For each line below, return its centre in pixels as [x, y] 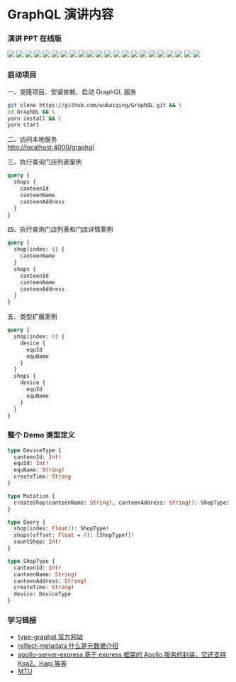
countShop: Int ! [38, 542]
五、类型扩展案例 [32, 317]
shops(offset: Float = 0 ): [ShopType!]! [74, 535]
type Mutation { [31, 496]
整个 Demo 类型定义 [41, 435]
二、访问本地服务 [32, 140]
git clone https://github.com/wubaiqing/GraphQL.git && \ [95, 105]
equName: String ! [39, 470]
